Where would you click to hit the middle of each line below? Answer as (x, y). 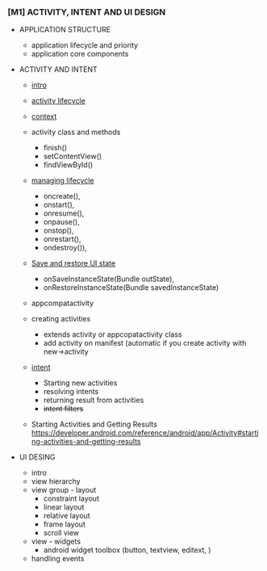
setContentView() (73, 157)
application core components (80, 54)
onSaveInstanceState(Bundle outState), (109, 279)
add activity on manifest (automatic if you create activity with (145, 343)
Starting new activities (80, 383)
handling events (58, 559)
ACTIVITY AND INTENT (58, 69)
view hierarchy (56, 481)
